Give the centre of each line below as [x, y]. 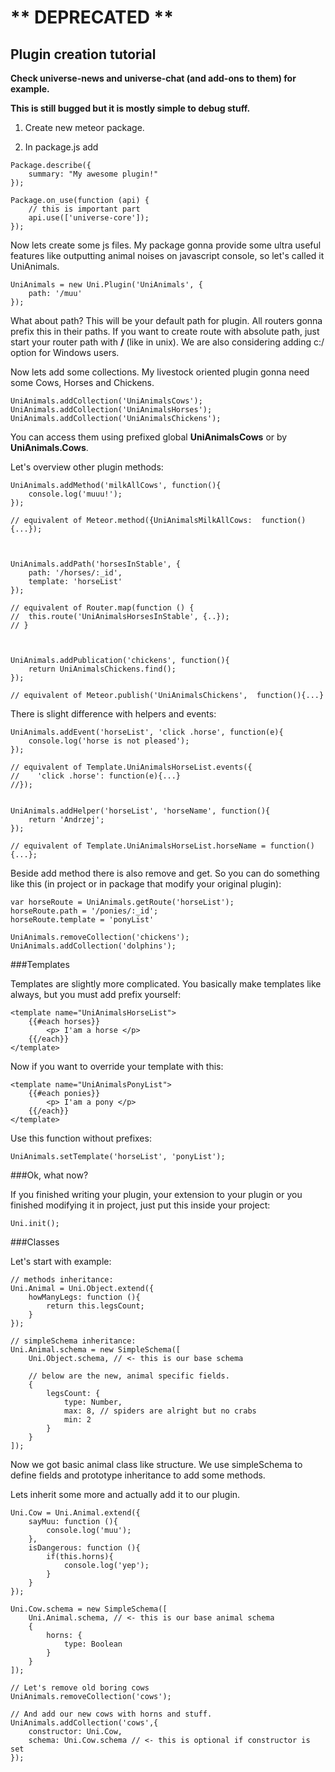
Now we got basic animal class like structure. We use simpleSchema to [156, 1464]
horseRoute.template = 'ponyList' [82, 920]
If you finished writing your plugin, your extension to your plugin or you [156, 1194]
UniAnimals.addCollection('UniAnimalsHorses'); [111, 410]
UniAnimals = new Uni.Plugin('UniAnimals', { [106, 285]
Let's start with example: [61, 1261]
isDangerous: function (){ [84, 1548]
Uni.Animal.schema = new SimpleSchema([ [96, 1350]
